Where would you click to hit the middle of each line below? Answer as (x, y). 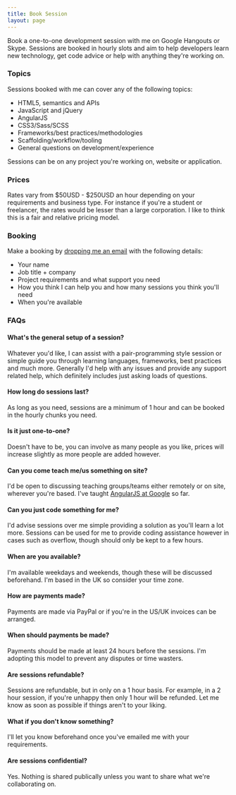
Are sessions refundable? (46, 674)
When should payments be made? (58, 635)
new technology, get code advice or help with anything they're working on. (116, 55)
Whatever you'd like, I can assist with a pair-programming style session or (114, 353)
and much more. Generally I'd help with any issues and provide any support (117, 368)
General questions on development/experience (86, 147)
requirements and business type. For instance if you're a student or (105, 202)
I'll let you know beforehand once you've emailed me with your (98, 737)
